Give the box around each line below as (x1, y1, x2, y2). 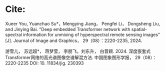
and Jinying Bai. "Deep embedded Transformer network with (5, 26, 130, 32)
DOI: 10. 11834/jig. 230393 (29, 60, 84, 66)
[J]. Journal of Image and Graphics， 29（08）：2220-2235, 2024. (5, 37, 142, 43)
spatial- (131, 26, 147, 32)
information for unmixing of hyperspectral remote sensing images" (23, 31, 160, 37)
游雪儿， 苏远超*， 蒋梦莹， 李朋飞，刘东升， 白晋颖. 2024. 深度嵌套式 (5, 48, 151, 54)
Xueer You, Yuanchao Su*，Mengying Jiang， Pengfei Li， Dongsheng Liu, (5, 20, 160, 26)
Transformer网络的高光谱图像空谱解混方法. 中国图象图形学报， (5, 54, 134, 60)
